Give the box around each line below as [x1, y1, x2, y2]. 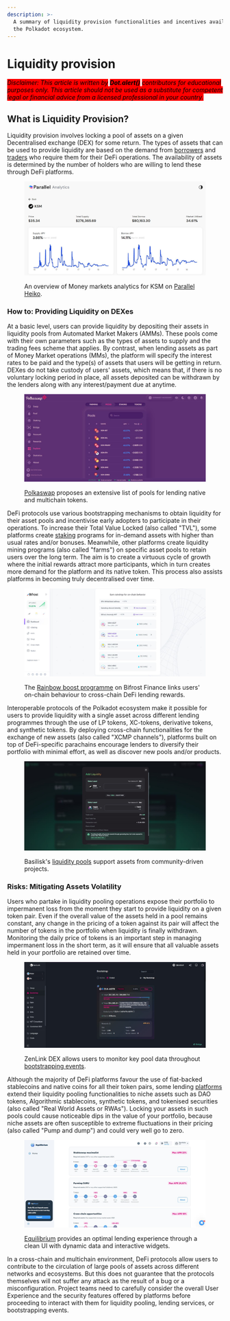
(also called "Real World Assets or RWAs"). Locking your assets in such [7, 1105, 209, 1113]
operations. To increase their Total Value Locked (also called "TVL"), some [7, 524, 217, 532]
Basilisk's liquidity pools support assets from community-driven [24, 857, 204, 865]
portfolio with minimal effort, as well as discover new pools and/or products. [7, 748, 222, 756]
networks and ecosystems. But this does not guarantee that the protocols [7, 1270, 214, 1278]
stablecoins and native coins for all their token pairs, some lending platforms [7, 1083, 222, 1091]
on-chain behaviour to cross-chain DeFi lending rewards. [24, 690, 186, 699]
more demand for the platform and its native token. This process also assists [7, 568, 223, 576]
